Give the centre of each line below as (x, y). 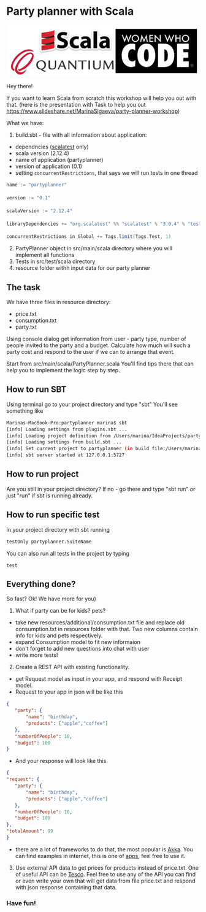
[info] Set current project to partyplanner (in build (78, 449)
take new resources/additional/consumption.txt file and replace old (100, 623)
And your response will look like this (61, 761)
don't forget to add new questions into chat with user (82, 649)
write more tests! (36, 655)
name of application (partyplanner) (59, 160)
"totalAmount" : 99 (30, 831)
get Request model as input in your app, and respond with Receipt (99, 679)
